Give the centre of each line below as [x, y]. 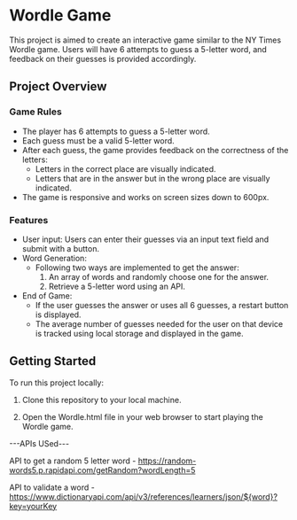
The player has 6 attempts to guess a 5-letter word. [116, 131]
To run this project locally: [57, 383]
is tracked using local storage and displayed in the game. [139, 333]
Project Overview [58, 86]
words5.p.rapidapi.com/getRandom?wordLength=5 [102, 470]
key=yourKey [33, 506]
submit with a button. [61, 248]
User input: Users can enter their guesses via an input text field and [145, 239]
